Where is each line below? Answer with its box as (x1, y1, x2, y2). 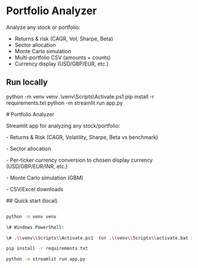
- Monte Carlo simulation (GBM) (6, 174, 84, 181)
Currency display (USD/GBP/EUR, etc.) (14, 60, 109, 67)
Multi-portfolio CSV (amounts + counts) (14, 54, 111, 61)
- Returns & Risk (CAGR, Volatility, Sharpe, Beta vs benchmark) (6, 133, 159, 140)
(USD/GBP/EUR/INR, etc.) (6, 162, 68, 169)
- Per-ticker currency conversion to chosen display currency (6, 156, 153, 164)
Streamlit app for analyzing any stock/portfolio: (6, 122, 120, 129)
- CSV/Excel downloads (6, 185, 64, 192)
